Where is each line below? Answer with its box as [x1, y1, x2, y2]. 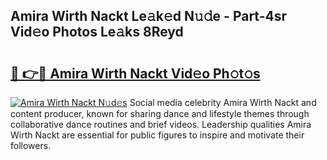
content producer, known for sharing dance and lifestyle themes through [10, 108, 310, 119]
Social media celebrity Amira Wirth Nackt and [129, 97, 317, 108]
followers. [10, 140, 52, 151]
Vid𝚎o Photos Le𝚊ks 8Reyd [10, 24, 184, 41]
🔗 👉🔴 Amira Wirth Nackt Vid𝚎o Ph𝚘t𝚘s [10, 65, 261, 82]
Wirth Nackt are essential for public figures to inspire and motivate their [10, 129, 305, 141]
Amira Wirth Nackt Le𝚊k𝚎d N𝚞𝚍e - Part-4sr [10, 8, 288, 25]
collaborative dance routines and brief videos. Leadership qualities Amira [10, 119, 312, 130]
